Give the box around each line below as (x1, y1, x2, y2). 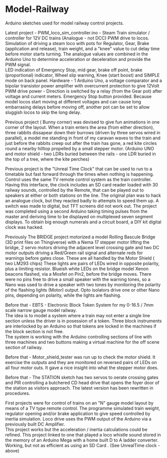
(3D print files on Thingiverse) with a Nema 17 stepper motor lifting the (5, 239, 150, 245)
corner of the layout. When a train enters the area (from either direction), (5, 124, 155, 130)
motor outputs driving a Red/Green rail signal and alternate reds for (5, 250, 143, 256)
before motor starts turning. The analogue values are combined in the (5, 51, 148, 57)
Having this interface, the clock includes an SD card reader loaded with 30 (5, 181, 159, 188)
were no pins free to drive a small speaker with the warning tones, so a (5, 276, 151, 282)
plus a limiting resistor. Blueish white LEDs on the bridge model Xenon (5, 266, 149, 272)
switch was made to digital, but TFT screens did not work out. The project (5, 203, 157, 209)
